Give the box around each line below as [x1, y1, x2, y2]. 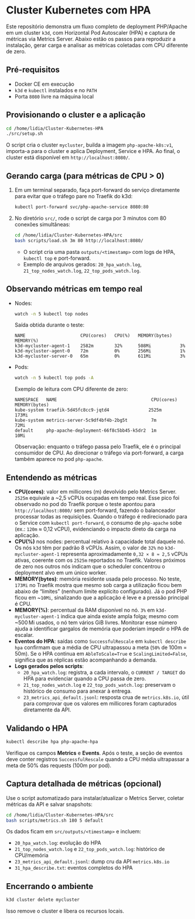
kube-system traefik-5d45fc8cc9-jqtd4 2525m [14, 407, 162, 413]
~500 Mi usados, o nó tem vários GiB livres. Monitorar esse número [14, 619, 177, 626]
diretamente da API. [23, 706, 71, 713]
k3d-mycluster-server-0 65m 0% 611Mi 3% [14, 353, 186, 360]
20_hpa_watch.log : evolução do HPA [14, 839, 101, 846]
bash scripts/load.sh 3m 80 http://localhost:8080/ [14, 238, 143, 243]
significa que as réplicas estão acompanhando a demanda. [14, 656, 157, 663]
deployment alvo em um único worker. [14, 569, 107, 577]
